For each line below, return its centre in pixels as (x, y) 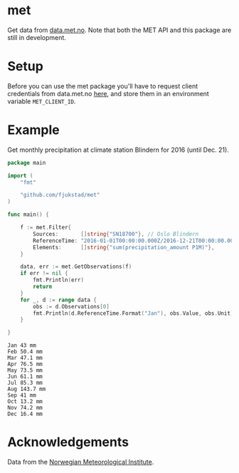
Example (33, 130)
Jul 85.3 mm (25, 383)
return (43, 287)
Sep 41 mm (22, 395)
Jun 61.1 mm (25, 377)
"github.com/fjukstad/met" (60, 195)
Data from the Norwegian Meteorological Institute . (81, 462)
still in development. (37, 37)
